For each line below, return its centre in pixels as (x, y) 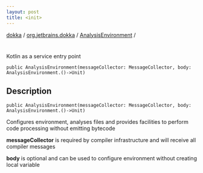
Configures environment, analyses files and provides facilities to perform (98, 121)
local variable (23, 165)
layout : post (23, 12)
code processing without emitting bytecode (61, 128)
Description (29, 91)
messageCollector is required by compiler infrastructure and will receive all (101, 140)
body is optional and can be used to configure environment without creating (102, 158)
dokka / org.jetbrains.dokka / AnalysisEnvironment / (71, 35)
